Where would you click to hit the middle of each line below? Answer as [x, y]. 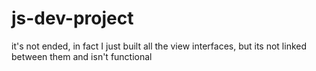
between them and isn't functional [82, 56]
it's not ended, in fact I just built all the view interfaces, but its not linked [159, 46]
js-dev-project [72, 18]
